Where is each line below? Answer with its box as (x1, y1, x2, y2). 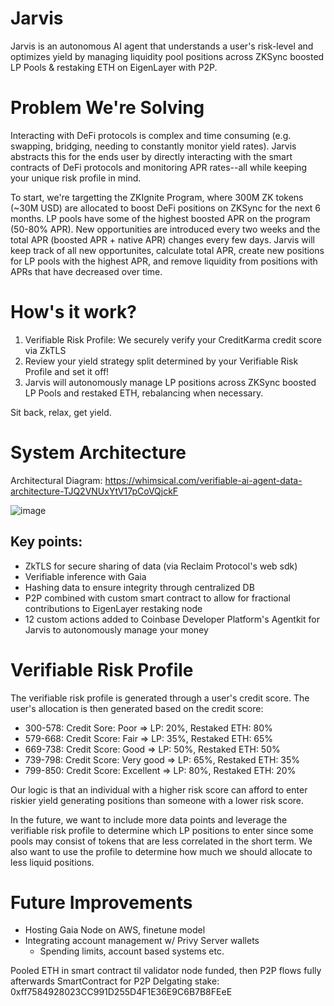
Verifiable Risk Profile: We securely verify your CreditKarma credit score (24, 333, 323, 346)
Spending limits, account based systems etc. (39, 945, 225, 957)
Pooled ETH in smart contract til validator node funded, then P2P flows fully (10, 965, 322, 977)
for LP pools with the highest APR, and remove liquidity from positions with (10, 255, 318, 267)
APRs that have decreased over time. (10, 265, 163, 277)
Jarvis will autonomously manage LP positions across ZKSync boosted (24, 376, 317, 388)
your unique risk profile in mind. (10, 172, 142, 184)
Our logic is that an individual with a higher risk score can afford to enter (10, 783, 308, 796)
